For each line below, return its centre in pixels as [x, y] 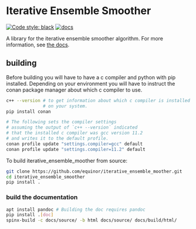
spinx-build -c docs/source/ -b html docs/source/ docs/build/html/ [92, 220]
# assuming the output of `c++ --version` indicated [72, 127]
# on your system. [65, 106]
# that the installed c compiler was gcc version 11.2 [75, 133]
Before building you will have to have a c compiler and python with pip [91, 77]
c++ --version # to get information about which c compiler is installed [98, 100]
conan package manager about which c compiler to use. [74, 90]
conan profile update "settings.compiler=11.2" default [76, 149]
